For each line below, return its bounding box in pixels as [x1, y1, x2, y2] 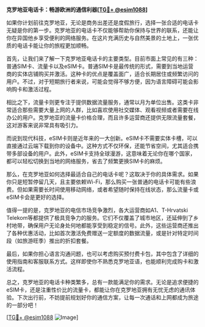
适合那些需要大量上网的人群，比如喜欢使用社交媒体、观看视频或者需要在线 [11, 107, 199, 113]
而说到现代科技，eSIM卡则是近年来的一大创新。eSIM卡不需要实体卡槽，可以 [6, 135, 198, 141]
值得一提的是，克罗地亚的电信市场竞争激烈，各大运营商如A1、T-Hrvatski [6, 206, 188, 214]
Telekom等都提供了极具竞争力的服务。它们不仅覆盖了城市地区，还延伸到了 [6, 214, 193, 221]
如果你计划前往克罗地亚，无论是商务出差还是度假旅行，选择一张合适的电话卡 [6, 19, 199, 26]
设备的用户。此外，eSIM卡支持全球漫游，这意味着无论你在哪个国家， [22, 150, 196, 157]
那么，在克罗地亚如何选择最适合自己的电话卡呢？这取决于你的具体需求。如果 [6, 171, 199, 178]
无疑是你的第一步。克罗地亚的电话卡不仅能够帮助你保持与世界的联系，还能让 [6, 27, 199, 34]
